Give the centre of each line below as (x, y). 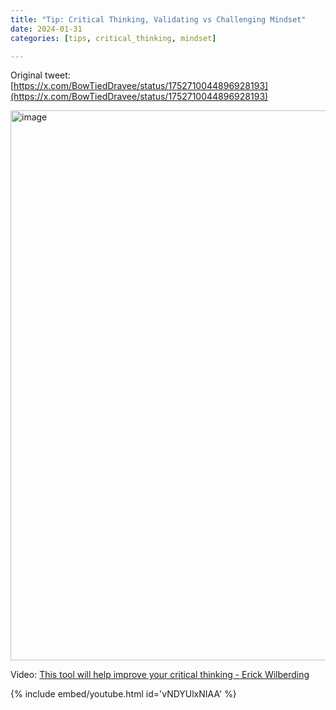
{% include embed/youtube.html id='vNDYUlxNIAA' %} (123, 694)
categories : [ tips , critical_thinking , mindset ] (113, 38)
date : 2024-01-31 (46, 29)
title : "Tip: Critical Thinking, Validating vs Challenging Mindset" (158, 19)
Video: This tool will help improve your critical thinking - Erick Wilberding (160, 675)
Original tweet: (40, 75)
